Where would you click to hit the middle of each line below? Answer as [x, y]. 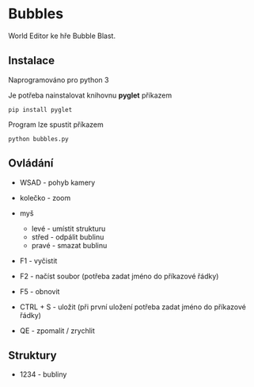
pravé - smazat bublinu [69, 245]
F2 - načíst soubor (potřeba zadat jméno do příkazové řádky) [119, 276]
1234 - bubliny [43, 374]
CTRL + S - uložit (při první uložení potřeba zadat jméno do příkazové [133, 307]
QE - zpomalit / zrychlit [57, 331]
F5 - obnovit [40, 291]
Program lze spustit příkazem [56, 125]
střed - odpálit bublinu [68, 237]
